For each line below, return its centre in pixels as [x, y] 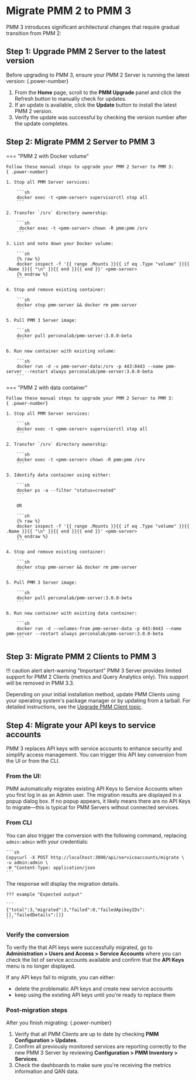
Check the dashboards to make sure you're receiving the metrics [93, 1065]
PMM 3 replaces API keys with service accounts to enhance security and [94, 749]
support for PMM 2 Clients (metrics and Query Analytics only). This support [97, 677]
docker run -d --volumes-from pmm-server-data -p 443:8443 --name [99, 628]
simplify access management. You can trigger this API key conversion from [97, 755]
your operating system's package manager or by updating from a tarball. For [98, 701]
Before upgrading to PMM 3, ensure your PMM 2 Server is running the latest [98, 75]
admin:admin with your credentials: [47, 841]
